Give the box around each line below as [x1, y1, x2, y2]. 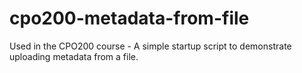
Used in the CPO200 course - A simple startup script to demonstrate [9, 40, 292, 52]
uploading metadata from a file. [9, 50, 139, 62]
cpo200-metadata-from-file [9, 7, 250, 30]
